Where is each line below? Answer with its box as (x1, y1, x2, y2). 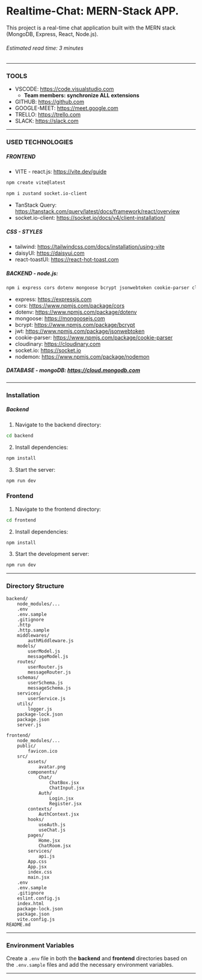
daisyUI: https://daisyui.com (14, 249, 85, 257)
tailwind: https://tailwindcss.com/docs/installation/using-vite (14, 243, 165, 251)
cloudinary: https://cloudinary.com (14, 340, 101, 347)
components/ (28, 769, 58, 775)
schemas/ (17, 674, 39, 680)
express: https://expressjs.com (14, 296, 92, 303)
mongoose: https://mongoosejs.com (14, 314, 105, 322)
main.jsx (28, 874, 50, 880)
